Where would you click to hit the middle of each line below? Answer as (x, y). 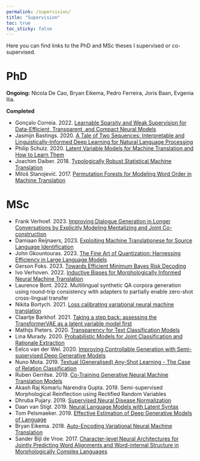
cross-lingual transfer (42, 298)
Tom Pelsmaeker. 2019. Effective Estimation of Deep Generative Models (103, 413)
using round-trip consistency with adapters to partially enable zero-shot (104, 292)
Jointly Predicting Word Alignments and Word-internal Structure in (97, 445)
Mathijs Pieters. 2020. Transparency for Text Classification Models (97, 330)
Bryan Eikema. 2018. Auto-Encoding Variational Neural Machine (93, 426)
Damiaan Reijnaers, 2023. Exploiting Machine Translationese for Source (104, 241)
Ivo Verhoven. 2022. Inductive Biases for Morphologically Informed (98, 273)
